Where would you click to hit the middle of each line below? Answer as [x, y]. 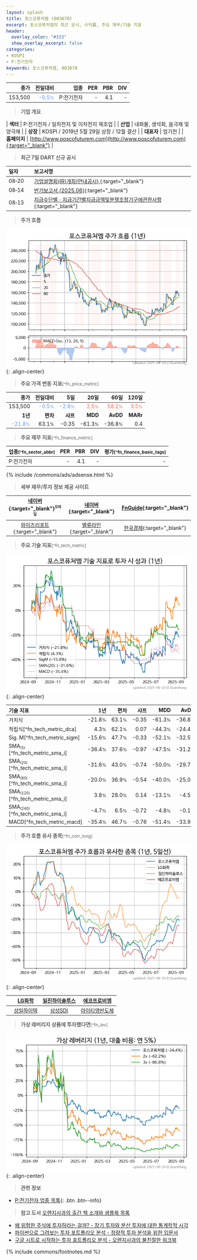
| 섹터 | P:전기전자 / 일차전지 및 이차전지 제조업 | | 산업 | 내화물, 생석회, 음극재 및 [98, 124]
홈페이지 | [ [19, 138]
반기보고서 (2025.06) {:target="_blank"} [81, 190]
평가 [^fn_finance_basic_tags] [135, 451]
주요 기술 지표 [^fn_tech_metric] [53, 545]
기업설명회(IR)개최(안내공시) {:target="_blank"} [89, 181]
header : [16, 31]
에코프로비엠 [97, 1001]
